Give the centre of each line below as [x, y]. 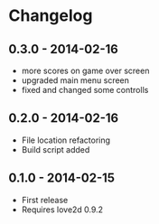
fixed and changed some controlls [85, 90]
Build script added [56, 149]
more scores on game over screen [85, 70]
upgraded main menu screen [75, 80]
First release [45, 200]
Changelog [51, 16]
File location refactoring [65, 140]
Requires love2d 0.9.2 [62, 210]
